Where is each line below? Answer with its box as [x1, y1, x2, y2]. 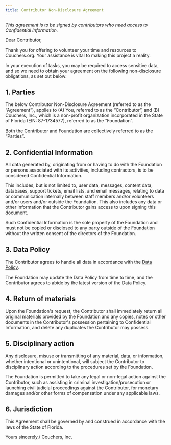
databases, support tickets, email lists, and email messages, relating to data [5, 188, 164, 194]
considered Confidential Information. [5, 173, 83, 179]
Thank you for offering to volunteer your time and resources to [5, 47, 137, 53]
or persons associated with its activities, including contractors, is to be [5, 167, 154, 173]
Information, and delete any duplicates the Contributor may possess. [5, 324, 150, 330]
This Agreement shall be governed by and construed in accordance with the [5, 418, 165, 425]
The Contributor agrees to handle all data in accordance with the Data [5, 259, 152, 265]
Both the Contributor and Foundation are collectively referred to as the [5, 128, 153, 134]
